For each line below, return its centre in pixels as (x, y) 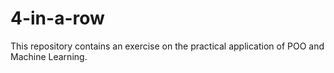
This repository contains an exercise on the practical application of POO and (167, 46)
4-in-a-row (57, 18)
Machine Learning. (49, 56)
